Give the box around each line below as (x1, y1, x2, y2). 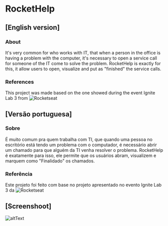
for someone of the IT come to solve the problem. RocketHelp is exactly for (5, 60, 161, 66)
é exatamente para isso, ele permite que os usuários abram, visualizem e (5, 152, 156, 158)
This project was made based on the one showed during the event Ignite (5, 90, 155, 96)
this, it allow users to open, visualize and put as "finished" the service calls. (5, 66, 161, 72)
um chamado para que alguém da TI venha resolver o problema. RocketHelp (5, 147, 163, 153)
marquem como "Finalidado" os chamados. (5, 157, 95, 164)
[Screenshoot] (5, 202, 52, 210)
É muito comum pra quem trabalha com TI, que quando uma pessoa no (5, 136, 152, 142)
